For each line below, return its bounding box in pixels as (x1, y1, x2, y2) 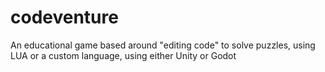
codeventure (10, 6, 119, 29)
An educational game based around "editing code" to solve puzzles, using (10, 39, 316, 51)
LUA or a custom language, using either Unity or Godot (10, 49, 237, 61)
